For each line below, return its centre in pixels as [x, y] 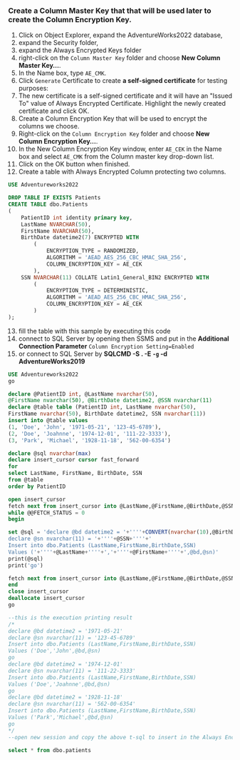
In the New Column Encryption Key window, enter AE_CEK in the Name [120, 149]
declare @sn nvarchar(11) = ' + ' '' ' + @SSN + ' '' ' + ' [80, 539]
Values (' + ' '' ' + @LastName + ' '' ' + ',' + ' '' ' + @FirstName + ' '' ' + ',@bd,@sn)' [114, 552]
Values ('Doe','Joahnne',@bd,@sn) [59, 684]
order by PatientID [37, 486]
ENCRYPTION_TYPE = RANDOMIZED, [93, 251]
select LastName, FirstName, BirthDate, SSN [75, 474]
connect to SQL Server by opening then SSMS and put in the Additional [124, 339]
